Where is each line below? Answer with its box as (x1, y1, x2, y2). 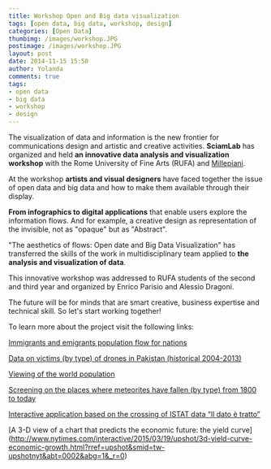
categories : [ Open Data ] (8, 27, 92, 35)
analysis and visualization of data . (8, 258, 127, 267)
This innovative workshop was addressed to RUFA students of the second (8, 273, 256, 283)
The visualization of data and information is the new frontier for (8, 132, 220, 142)
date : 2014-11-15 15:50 (8, 58, 89, 66)
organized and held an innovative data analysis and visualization (8, 150, 230, 159)
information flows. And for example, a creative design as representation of (8, 216, 257, 225)
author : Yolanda (8, 65, 63, 73)
